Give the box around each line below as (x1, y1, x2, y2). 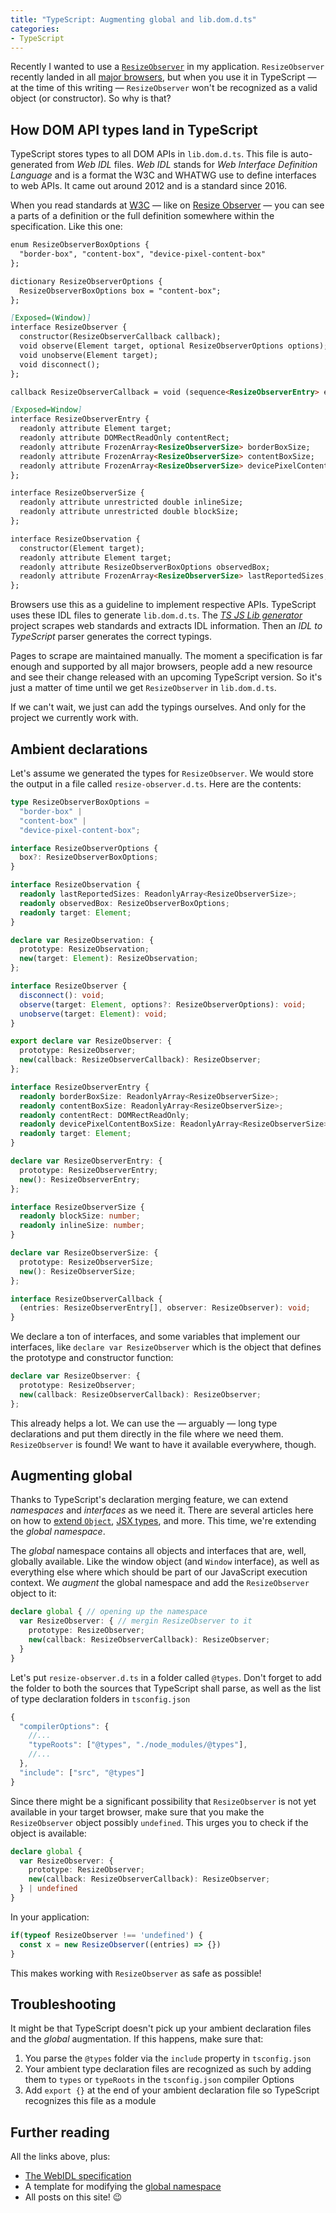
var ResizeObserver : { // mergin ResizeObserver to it (19, 1616, 253, 1626)
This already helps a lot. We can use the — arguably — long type (10, 1417, 278, 1429)
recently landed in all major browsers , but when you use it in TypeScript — (10, 71, 317, 83)
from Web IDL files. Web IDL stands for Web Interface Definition (54, 159, 318, 171)
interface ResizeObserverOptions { (10, 843, 159, 853)
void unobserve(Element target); (19, 350, 159, 360)
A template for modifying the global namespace (24, 2181, 222, 2193)
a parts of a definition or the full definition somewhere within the (10, 210, 275, 222)
